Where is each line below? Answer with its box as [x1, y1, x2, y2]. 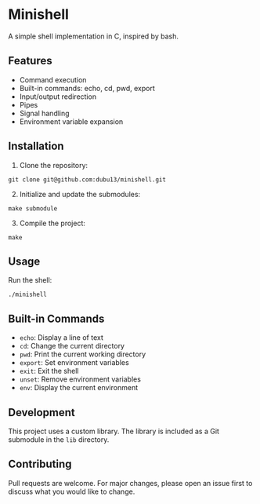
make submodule [8, 204, 58, 213]
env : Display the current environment [19, 383, 139, 393]
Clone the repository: [19, 160, 88, 170]
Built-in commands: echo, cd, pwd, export [19, 83, 155, 93]
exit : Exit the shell [19, 367, 79, 376]
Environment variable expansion [19, 116, 124, 126]
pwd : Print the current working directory [19, 349, 146, 359]
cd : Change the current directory [19, 341, 125, 351]
